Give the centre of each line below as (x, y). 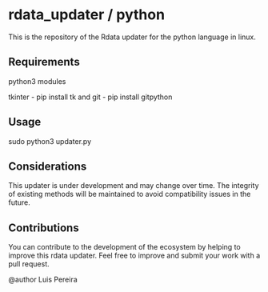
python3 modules (37, 81)
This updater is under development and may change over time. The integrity (134, 186)
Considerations (48, 166)
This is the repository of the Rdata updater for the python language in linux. (132, 37)
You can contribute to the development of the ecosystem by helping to (125, 247)
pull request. (29, 264)
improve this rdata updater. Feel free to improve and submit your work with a (134, 256)
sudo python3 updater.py (50, 141)
